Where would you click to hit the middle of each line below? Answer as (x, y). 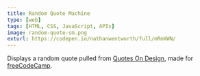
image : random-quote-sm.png (47, 33)
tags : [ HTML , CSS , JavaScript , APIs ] (61, 26)
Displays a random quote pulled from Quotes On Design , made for (100, 58)
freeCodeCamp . (30, 66)
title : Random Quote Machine (49, 13)
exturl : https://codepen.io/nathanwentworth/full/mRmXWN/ (91, 39)
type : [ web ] (24, 20)
